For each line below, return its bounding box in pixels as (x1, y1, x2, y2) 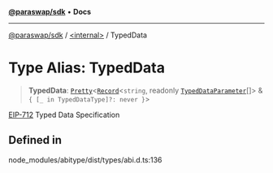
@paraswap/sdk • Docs (8, 7, 92, 16)
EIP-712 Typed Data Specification (8, 110, 120, 119)
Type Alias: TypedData (8, 58, 165, 77)
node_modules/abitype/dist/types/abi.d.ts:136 (8, 154, 162, 165)
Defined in (8, 133, 63, 147)
